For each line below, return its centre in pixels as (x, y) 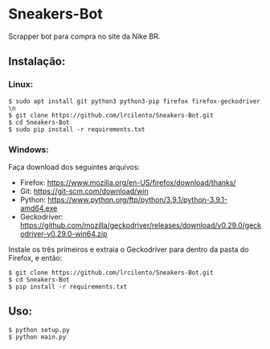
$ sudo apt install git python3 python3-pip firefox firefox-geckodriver (135, 101)
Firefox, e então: (35, 257)
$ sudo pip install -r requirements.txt (77, 129)
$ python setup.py (39, 330)
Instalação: (37, 62)
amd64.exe (39, 208)
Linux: (21, 84)
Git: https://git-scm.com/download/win (84, 191)
